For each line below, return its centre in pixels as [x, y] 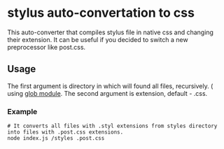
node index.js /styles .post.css [56, 139]
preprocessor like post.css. [47, 47]
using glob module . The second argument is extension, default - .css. [107, 93]
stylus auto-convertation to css [101, 13]
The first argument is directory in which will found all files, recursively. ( [110, 86]
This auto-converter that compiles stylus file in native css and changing [110, 32]
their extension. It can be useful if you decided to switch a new [98, 39]
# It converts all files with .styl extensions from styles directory [112, 126]
